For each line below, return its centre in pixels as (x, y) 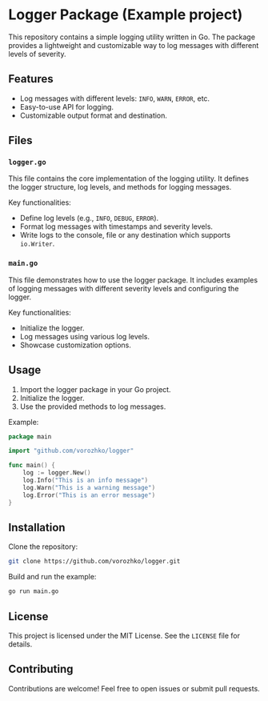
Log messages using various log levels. (85, 336)
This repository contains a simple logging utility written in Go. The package (132, 37)
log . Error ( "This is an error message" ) (89, 495)
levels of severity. (37, 54)
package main (30, 437)
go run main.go (34, 591)
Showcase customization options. (76, 345)
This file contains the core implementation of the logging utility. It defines (129, 178)
